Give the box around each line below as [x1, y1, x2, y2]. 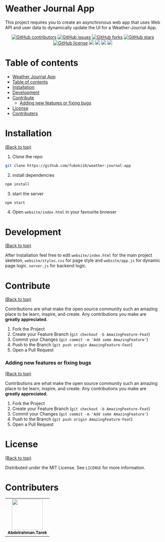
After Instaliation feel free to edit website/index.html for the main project [5, 252, 153, 258]
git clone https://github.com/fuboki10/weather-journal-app [5, 163, 132, 168]
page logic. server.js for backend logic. [5, 263, 87, 269]
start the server [12, 191, 44, 197]
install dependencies [12, 172, 55, 178]
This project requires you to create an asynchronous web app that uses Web [5, 19, 161, 25]
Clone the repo [12, 154, 43, 160]
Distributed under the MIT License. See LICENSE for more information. [5, 464, 145, 470]
